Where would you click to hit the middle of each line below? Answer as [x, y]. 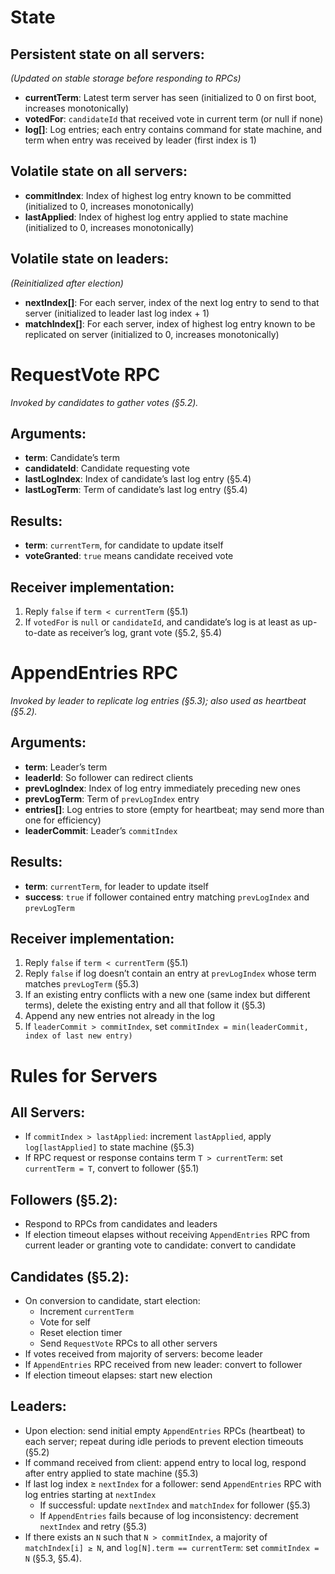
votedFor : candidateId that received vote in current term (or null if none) [174, 119]
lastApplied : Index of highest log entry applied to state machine [156, 217]
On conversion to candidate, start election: [112, 1300]
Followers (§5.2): [64, 1199]
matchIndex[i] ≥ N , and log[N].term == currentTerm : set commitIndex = [172, 1547]
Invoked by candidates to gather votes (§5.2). [104, 402]
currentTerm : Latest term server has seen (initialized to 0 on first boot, [170, 97]
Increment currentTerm [86, 1311]
